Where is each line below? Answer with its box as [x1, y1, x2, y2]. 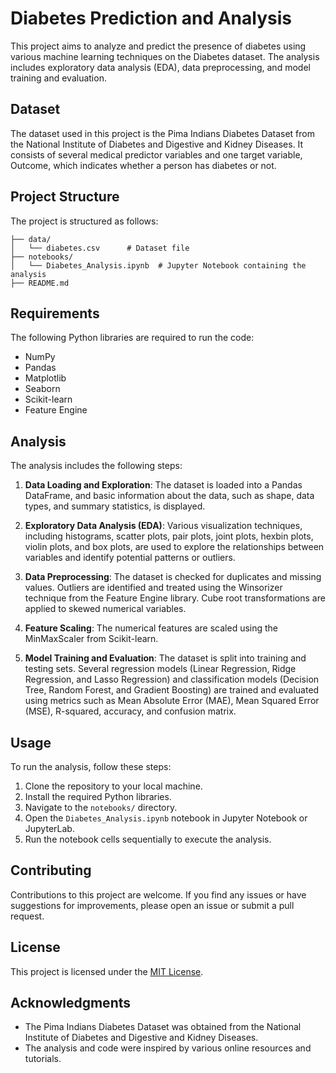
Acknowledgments [10, 995, 132, 1012]
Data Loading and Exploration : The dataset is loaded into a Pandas [24, 479, 303, 491]
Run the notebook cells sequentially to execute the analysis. [24, 833, 272, 845]
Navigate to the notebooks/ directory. [24, 802, 178, 813]
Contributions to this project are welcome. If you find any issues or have [10, 888, 307, 901]
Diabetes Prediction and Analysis [10, 7, 292, 30]
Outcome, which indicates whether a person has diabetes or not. [10, 159, 277, 171]
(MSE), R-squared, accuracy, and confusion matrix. [24, 705, 237, 717]
